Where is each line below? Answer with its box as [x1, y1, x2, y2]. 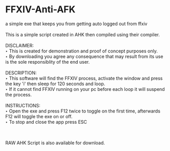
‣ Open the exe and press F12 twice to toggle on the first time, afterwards [5, 108, 160, 114]
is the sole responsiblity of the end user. [5, 59, 90, 65]
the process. [5, 91, 32, 98]
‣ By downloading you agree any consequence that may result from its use [5, 53, 163, 60]
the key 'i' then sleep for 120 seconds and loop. [5, 81, 105, 87]
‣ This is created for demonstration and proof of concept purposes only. [5, 48, 158, 54]
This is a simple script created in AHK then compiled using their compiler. [5, 31, 160, 37]
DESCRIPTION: [5, 69, 37, 75]
